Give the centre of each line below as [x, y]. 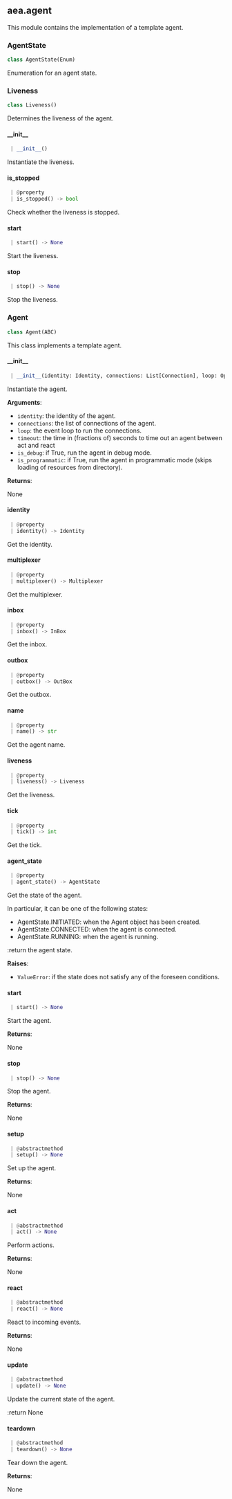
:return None [25, 1412]
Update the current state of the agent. [61, 1399]
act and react [36, 445]
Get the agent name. [36, 745]
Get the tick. [25, 845]
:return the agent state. [40, 950]
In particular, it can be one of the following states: [78, 909]
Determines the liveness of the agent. [60, 118]
